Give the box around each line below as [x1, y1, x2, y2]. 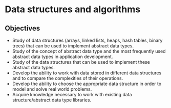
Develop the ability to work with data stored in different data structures [12, 70, 162, 76]
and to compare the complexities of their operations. [12, 75, 123, 81]
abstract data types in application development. [12, 53, 113, 60]
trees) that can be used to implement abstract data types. [12, 43, 134, 49]
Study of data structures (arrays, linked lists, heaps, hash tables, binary [12, 37, 163, 43]
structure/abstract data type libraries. [12, 97, 92, 103]
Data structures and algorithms [5, 4, 141, 15]
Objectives [5, 24, 40, 33]
